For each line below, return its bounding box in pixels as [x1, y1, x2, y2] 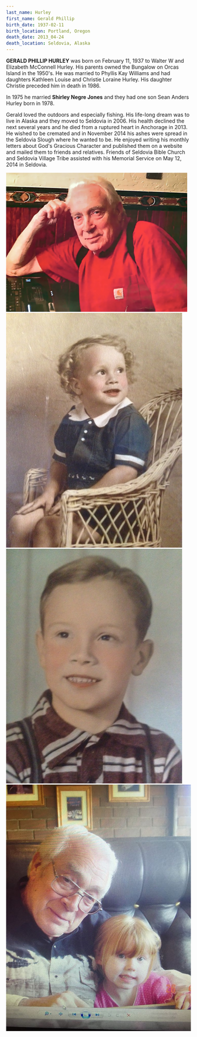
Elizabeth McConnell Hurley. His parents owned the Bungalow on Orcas [6, 63, 179, 70]
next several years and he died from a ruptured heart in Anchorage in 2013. [6, 124, 188, 130]
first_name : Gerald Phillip [6, 15, 75, 22]
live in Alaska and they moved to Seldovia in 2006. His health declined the [6, 117, 185, 124]
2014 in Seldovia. [6, 161, 48, 168]
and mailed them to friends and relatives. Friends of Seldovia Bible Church [6, 148, 186, 156]
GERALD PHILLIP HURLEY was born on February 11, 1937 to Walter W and [6, 58, 184, 64]
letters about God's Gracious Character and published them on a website [6, 143, 183, 149]
